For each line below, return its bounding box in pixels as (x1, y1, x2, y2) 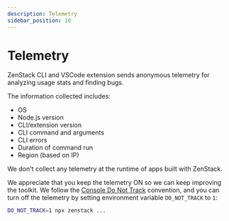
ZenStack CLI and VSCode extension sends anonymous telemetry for (7, 71, 211, 79)
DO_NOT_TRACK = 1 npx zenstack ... (7, 207, 106, 215)
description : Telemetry (7, 10, 78, 18)
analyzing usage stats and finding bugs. (7, 79, 124, 87)
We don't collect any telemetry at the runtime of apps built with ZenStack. (7, 164, 223, 174)
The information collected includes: (7, 92, 111, 101)
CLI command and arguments (17, 128, 105, 137)
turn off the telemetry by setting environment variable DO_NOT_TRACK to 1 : (7, 193, 218, 202)
